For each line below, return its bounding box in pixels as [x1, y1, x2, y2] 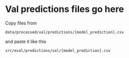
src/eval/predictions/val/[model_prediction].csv [5, 48, 111, 53]
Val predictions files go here [5, 3, 124, 15]
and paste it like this [5, 38, 46, 44]
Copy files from [5, 20, 37, 26]
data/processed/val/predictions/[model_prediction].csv [5, 29, 124, 34]
